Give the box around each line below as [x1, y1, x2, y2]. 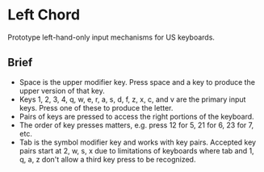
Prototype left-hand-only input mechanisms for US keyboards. [7, 32, 216, 42]
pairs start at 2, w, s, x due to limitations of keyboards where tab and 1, [19, 145, 255, 155]
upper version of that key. [19, 86, 106, 95]
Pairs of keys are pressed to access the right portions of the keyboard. [19, 111, 255, 121]
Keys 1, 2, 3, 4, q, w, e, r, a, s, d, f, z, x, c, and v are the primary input [19, 94, 246, 104]
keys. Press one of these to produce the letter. [19, 103, 174, 112]
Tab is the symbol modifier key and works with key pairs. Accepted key [19, 137, 256, 147]
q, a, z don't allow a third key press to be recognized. [19, 154, 196, 164]
